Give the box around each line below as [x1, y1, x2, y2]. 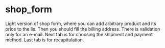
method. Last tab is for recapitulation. [5, 37, 84, 43]
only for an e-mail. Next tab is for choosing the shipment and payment [5, 31, 153, 37]
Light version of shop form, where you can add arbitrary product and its [5, 20, 157, 27]
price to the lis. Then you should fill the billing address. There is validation [5, 26, 160, 32]
